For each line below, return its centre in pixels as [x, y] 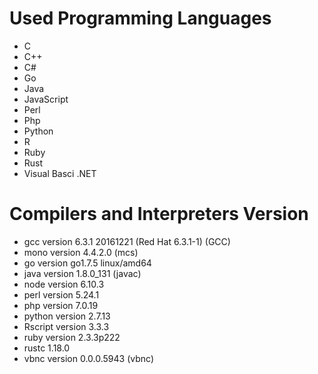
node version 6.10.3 [64, 284]
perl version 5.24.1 [61, 294]
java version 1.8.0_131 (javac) [82, 273]
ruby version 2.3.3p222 [72, 337]
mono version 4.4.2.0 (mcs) [81, 252]
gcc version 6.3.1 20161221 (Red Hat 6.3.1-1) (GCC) [127, 241]
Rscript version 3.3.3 [66, 326]
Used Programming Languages [140, 18]
